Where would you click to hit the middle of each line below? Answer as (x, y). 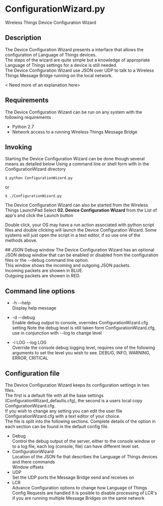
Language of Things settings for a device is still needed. (61, 65)
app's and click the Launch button (39, 215)
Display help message (34, 308)
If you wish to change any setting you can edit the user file (64, 411)
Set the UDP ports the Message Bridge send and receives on (73, 477)
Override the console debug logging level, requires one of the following (83, 348)
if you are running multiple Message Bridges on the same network (78, 498)
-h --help (21, 303)
